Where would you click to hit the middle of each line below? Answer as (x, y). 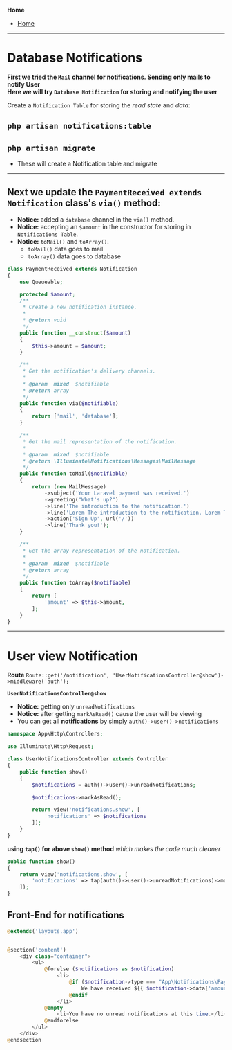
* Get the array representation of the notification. (101, 551)
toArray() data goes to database (74, 256)
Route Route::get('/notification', (58, 675)
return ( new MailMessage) (69, 487)
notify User (23, 84)
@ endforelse (61, 1021)
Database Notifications (75, 58)
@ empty (54, 1008)
